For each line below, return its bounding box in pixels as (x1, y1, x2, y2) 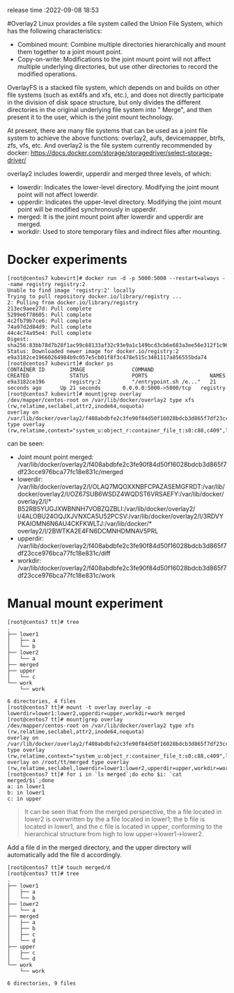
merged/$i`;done (7, 776, 54, 784)
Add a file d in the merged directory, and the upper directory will (7, 843, 192, 852)
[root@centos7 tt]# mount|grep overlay (7, 716, 123, 723)
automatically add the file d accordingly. (7, 850, 123, 859)
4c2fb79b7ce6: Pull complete (7, 317, 92, 325)
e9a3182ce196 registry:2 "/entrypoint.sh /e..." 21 (7, 378, 217, 385)
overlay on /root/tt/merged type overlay (7, 758, 130, 765)
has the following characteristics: (7, 27, 102, 35)
